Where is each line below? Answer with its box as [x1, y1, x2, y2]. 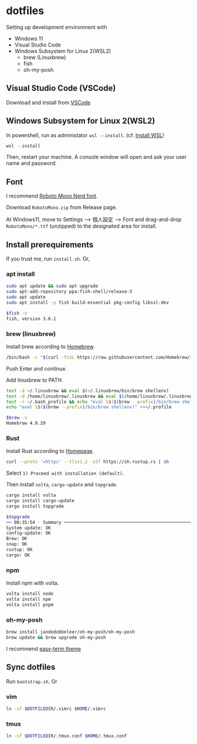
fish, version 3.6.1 [6, 316, 57, 322]
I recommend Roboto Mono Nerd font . [6, 192, 98, 199]
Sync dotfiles [6, 662, 56, 672]
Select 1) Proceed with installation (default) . [6, 469, 124, 477]
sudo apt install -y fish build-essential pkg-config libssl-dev [6, 299, 169, 305]
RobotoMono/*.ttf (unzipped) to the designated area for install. [6, 222, 157, 230]
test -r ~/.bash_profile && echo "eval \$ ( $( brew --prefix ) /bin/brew [6, 399, 180, 405]
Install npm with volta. [6, 579, 59, 586]
